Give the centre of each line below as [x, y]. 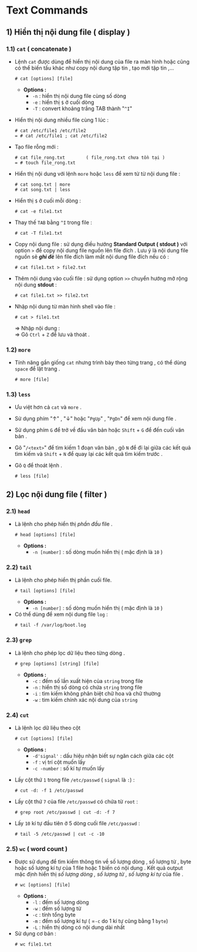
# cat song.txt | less [42, 189]
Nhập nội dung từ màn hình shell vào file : [65, 306]
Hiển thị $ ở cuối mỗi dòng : [48, 201]
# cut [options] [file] [44, 739]
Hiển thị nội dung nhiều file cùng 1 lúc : [61, 120]
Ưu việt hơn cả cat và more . [48, 407]
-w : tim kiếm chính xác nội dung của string [85, 700]
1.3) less [19, 395]
